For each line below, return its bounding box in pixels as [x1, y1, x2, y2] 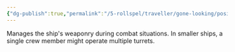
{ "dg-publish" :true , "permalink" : [6, 10, 105, 17]
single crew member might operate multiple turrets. [6, 36, 155, 45]
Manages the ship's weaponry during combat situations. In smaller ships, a [6, 29, 223, 37]
